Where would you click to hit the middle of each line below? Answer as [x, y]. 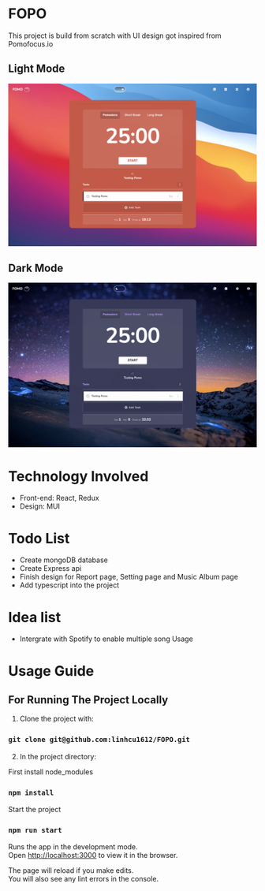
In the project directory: [58, 756]
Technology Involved [78, 476]
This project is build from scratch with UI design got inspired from [115, 35]
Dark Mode [36, 268]
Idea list [35, 617]
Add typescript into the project [69, 585]
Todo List [39, 538]
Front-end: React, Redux [60, 498]
